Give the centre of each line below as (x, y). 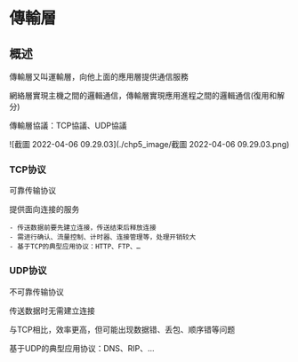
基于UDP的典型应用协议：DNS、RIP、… (82, 348)
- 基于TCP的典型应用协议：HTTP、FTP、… (75, 247)
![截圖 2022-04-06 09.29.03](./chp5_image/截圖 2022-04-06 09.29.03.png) (149, 144)
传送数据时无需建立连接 (52, 311)
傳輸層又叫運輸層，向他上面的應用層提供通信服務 (99, 77)
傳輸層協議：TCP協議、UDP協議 (68, 126)
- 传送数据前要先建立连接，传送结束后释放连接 (83, 228)
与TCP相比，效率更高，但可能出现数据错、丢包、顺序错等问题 (122, 329)
